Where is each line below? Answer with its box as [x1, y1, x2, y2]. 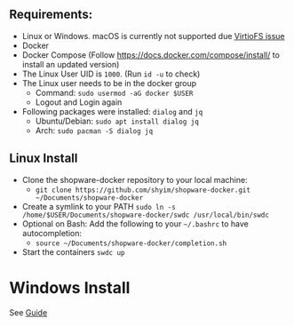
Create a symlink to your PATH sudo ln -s [21, 201, 176, 211]
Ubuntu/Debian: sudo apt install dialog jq [35, 115, 200, 126]
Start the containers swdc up [21, 246, 125, 257]
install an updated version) [21, 59, 120, 69]
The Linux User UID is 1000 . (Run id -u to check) [21, 68, 201, 79]
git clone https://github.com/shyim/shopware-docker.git [35, 186, 251, 195]
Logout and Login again [35, 97, 123, 107]
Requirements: [9, 7, 93, 22]
